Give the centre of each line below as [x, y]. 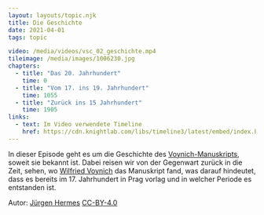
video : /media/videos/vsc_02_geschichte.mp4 [82, 52]
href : [31, 132]
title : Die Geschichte [45, 23]
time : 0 [35, 80]
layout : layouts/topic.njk [52, 15]
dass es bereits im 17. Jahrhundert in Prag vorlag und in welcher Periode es [130, 179]
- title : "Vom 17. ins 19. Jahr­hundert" [82, 88]
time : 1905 [40, 110]
